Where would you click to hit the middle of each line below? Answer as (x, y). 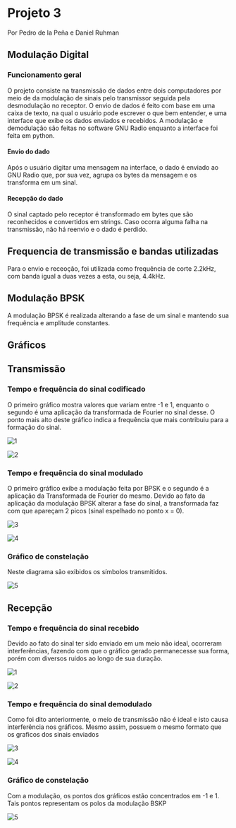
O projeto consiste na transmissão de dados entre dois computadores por (114, 91)
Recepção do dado (35, 199)
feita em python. (31, 135)
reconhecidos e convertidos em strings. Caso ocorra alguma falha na (108, 222)
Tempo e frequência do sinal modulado (75, 473)
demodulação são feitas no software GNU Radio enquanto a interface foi (113, 128)
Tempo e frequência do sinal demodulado (80, 704)
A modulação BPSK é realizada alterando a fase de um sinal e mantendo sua (118, 315)
